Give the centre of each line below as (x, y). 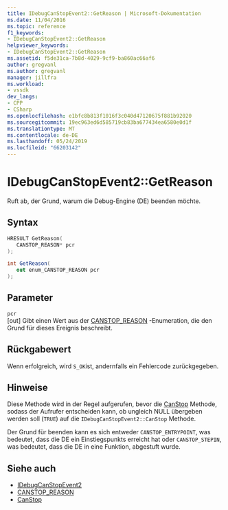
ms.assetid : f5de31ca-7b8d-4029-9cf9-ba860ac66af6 (81, 59)
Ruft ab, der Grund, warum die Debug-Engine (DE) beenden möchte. (104, 201)
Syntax (23, 223)
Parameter (30, 298)
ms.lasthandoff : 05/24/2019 (47, 142)
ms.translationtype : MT (41, 129)
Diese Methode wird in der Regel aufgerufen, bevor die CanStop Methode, (112, 404)
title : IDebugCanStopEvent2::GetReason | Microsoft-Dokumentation (104, 13)
